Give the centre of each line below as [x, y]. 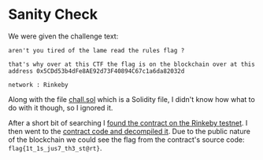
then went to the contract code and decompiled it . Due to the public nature [129, 131]
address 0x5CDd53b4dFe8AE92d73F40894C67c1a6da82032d [96, 71]
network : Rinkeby [38, 85]
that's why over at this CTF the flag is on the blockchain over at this [132, 64]
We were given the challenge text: [63, 36]
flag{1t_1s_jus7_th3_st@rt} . [55, 147]
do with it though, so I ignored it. [61, 107]
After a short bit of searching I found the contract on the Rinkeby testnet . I [128, 122]
